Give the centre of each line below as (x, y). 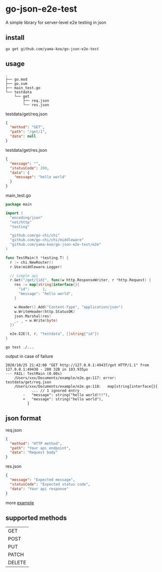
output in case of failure (29, 356)
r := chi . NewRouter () (32, 262)
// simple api (24, 276)
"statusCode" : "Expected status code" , (50, 484)
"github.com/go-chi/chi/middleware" (47, 240)
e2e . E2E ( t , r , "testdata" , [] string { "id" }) (54, 334)
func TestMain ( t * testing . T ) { (37, 258)
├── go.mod (16, 79)
